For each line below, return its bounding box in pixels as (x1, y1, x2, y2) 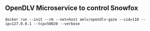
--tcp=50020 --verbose (33, 21, 80, 26)
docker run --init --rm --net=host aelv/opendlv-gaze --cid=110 (5, 17, 139, 22)
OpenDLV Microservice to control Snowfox (5, 4, 138, 12)
